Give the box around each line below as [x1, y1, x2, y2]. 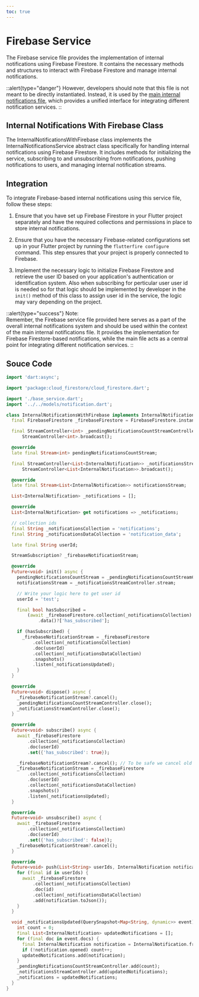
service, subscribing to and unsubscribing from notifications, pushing [6, 155, 176, 162]
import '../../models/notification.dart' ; [6, 401, 113, 407]
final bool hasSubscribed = [17, 607, 86, 613]
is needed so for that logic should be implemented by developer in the [14, 286, 186, 293]
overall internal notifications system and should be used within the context [6, 322, 188, 330]
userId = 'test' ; [17, 596, 60, 602]
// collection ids [11, 520, 57, 526]
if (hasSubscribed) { [17, 629, 70, 635]
